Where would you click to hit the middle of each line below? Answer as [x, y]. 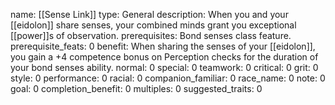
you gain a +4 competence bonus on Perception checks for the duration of [164, 57]
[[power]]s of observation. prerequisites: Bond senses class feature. [151, 35]
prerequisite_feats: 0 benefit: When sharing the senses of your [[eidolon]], [163, 46]
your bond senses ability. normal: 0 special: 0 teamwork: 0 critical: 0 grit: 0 [164, 67]
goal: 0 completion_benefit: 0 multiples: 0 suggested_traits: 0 [136, 88]
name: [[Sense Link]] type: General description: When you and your [149, 14]
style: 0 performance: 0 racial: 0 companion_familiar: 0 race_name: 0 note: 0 [168, 78]
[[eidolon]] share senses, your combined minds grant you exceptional [153, 25]
